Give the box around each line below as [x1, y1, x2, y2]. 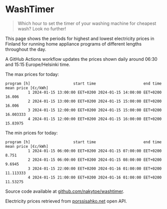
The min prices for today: [5, 130, 58, 136]
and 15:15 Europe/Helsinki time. [5, 61, 70, 67]
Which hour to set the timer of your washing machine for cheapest [17, 20, 156, 26]
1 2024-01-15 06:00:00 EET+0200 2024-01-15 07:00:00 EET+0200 [27, 148, 162, 153]
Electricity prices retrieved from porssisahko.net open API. [5, 198, 128, 204]
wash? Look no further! [17, 25, 67, 31]
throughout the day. [5, 46, 47, 52]
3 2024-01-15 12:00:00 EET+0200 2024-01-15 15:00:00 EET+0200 [27, 107, 162, 112]
